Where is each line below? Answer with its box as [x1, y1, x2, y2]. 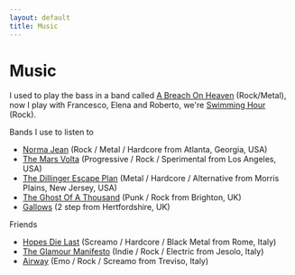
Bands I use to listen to [9, 127, 95, 138]
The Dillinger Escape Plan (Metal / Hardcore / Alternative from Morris [22, 173, 280, 184]
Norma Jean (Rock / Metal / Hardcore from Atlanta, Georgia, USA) [22, 144, 268, 155]
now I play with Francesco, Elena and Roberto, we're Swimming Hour [9, 100, 266, 111]
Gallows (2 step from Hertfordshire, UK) [22, 202, 171, 213]
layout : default [9, 13, 70, 23]
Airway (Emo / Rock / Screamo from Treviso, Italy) [22, 256, 209, 267]
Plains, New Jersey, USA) [22, 182, 117, 194]
